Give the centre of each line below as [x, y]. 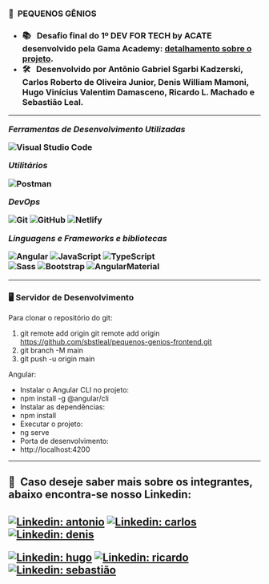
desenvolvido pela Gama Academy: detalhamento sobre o [137, 48]
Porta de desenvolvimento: [64, 441]
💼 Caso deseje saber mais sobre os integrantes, [130, 482]
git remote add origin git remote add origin [90, 333]
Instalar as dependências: [62, 407]
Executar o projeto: [51, 424]
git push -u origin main [57, 358]
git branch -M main [52, 350]
